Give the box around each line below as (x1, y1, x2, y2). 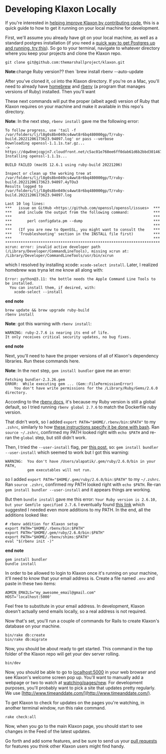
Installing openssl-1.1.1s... (5, 154, 68, 159)
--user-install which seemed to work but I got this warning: (5, 449, 129, 455)
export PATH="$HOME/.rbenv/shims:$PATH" (5, 534, 90, 539)
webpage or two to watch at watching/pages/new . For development (5, 679, 143, 685)
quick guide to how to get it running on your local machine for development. (5, 25, 160, 31)
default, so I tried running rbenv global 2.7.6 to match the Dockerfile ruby (5, 404, 157, 410)
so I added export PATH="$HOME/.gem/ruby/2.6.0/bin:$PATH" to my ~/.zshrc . (5, 476, 161, 482)
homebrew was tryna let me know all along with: (5, 267, 104, 273)
